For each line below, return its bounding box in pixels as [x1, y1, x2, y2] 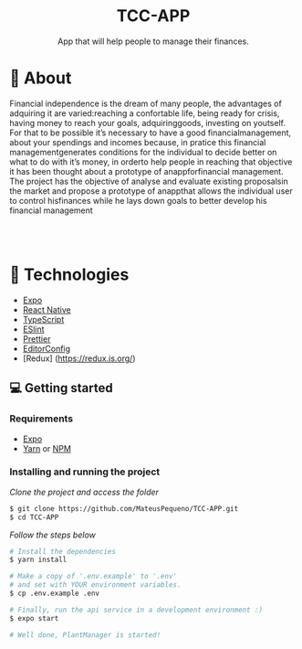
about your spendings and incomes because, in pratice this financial [9, 136, 266, 147]
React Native [22, 303, 71, 315]
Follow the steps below [9, 529, 96, 540]
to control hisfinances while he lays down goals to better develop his [9, 195, 267, 206]
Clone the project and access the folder [9, 486, 160, 497]
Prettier [22, 333, 51, 344]
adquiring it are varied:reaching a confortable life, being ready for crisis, [9, 107, 280, 119]
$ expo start [9, 613, 59, 622]
